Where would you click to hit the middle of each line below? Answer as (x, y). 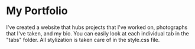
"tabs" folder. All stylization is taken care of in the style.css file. (83, 40)
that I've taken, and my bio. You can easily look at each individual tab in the (97, 33)
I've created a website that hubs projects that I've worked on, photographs (97, 27)
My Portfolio (37, 11)
